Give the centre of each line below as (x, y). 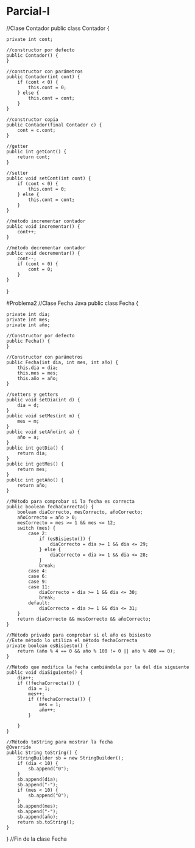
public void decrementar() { (43, 253)
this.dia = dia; (38, 368)
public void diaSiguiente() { (45, 672)
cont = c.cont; (37, 130)
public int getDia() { (35, 448)
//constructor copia (33, 119)
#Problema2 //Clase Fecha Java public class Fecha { (73, 303)
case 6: (38, 576)
